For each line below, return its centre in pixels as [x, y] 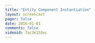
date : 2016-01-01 [23, 23]
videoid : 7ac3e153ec [26, 33]
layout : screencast [25, 14]
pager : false [18, 19]
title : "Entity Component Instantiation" [48, 10]
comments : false [22, 28]
